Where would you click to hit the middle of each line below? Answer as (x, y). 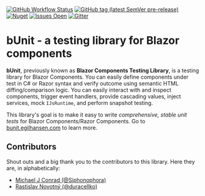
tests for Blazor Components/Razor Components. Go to (76, 121)
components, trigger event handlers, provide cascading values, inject (94, 96)
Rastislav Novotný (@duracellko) (56, 186)
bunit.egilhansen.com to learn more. (52, 128)
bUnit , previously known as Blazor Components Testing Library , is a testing (103, 70)
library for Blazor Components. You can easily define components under (97, 77)
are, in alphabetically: (33, 168)
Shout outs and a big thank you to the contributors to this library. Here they (101, 161)
